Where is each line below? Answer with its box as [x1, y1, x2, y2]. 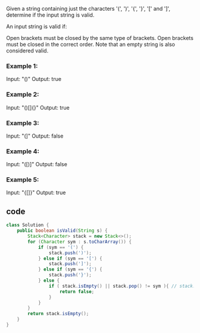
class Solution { [6, 222, 49, 228]
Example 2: [6, 91, 39, 99]
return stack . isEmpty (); [27, 311, 89, 317]
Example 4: [6, 147, 40, 155]
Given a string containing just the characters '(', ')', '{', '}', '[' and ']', [6, 5, 171, 12]
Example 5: [6, 176, 39, 184]
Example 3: [6, 119, 40, 127]
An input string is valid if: [6, 23, 67, 30]
